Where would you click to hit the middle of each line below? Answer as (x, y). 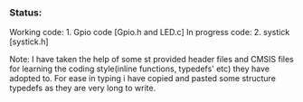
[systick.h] (29, 42)
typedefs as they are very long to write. (83, 88)
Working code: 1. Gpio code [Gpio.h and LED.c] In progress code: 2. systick (150, 32)
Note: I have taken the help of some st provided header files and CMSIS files (151, 60)
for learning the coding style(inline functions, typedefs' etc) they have (139, 69)
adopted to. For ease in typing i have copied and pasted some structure (142, 79)
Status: (26, 13)
